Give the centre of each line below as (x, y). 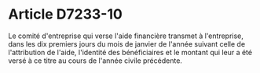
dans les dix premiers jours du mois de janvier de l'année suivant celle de (127, 43)
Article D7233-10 (66, 14)
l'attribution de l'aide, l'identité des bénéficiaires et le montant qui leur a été (130, 52)
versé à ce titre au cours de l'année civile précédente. (95, 61)
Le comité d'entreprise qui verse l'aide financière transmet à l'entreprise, (126, 36)
